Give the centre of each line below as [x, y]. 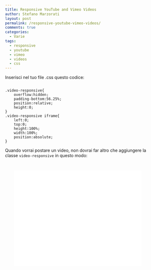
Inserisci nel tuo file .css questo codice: [45, 78]
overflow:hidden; [31, 95]
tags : [10, 41]
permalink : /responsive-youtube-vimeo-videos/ [53, 23]
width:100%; [26, 133]
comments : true [20, 28]
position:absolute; [34, 137]
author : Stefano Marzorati [32, 14]
